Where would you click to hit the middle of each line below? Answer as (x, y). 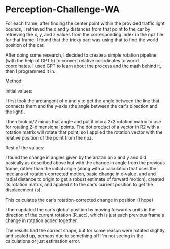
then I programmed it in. (30, 71)
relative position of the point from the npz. (49, 137)
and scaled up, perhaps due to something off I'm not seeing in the (74, 236)
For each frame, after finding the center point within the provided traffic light (85, 23)
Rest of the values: (25, 147)
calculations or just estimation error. (43, 241)
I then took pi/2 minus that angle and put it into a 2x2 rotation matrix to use (83, 121)
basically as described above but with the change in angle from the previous (85, 163)
